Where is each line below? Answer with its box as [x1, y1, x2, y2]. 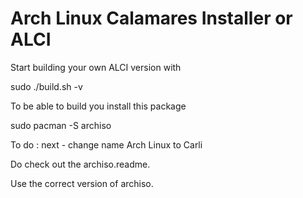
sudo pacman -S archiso [10, 119, 112, 131]
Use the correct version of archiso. [10, 177, 154, 189]
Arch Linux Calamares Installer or [10, 7, 293, 30]
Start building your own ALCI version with [10, 61, 182, 73]
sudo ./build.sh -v [10, 80, 83, 92]
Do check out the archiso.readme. [10, 158, 151, 170]
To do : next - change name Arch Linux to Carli [10, 138, 203, 151]
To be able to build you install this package [10, 100, 187, 112]
